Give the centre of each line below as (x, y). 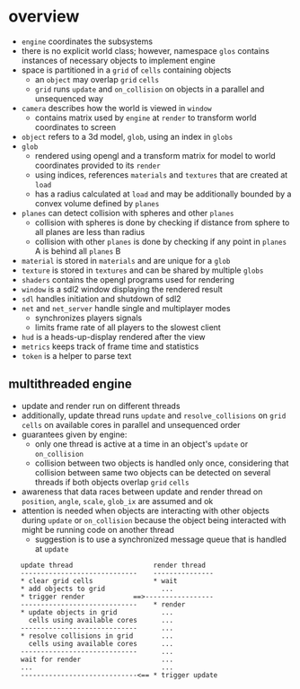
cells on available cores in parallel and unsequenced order (131, 424)
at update (52, 548)
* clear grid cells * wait (99, 580)
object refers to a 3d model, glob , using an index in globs (127, 136)
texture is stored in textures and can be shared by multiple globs (142, 270)
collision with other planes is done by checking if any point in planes (161, 241)
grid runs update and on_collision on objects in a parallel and (150, 89)
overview (44, 17)
